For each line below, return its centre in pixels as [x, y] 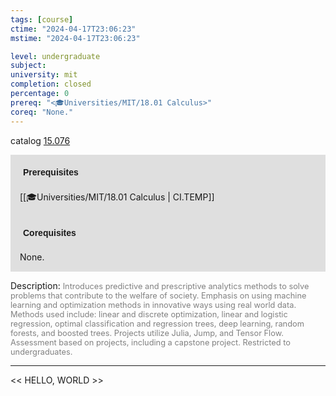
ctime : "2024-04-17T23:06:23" [73, 29]
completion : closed [51, 84]
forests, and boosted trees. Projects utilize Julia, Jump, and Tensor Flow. [147, 332]
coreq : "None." [42, 112]
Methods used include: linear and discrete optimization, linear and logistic [149, 314]
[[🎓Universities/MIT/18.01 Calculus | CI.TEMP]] [117, 197]
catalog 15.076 [40, 140]
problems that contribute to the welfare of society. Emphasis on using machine [158, 295]
